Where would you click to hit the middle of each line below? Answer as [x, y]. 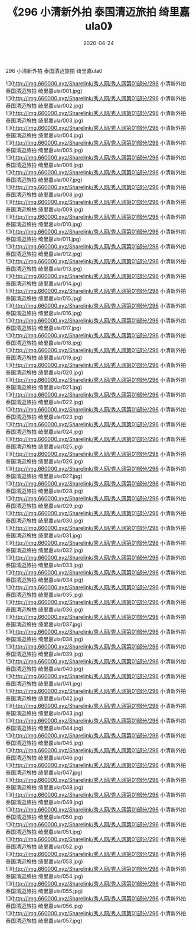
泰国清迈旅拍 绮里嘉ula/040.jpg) [45, 669]
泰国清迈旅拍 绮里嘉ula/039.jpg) [45, 654]
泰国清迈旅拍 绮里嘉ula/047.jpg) [44, 772]
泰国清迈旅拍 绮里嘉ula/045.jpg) [45, 743]
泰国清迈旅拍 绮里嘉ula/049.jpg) [45, 802]
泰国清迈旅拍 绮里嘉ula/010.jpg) [44, 224]
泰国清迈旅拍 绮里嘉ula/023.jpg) [44, 417]
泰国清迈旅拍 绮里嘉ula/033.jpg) [45, 565]
